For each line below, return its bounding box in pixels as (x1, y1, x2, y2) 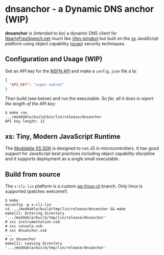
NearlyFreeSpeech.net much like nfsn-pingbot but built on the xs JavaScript (5, 35, 159, 41)
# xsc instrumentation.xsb (5, 220, 60, 224)
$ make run (5, 110, 27, 115)
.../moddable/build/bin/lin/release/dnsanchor (5, 115, 102, 120)
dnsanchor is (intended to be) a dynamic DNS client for (5, 30, 117, 36)
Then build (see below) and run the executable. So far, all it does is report (5, 96, 154, 101)
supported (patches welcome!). (5, 189, 69, 194)
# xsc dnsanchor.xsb (5, 228, 47, 233)
